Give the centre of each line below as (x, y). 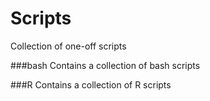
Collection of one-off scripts (68, 46)
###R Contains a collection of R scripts (91, 84)
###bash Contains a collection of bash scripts (105, 65)
